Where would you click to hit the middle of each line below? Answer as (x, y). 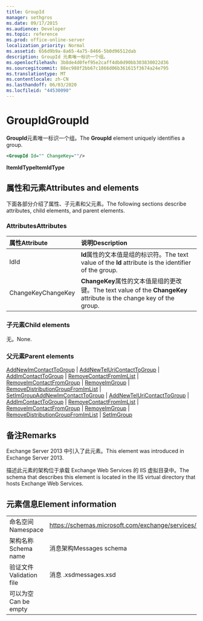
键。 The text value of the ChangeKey (134, 290)
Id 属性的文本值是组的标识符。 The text (135, 255)
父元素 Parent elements (40, 356)
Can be (20, 602)
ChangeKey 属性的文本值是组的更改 (131, 281)
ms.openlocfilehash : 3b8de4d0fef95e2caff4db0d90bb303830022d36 (88, 62)
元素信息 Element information (61, 504)
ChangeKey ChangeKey (42, 293)
